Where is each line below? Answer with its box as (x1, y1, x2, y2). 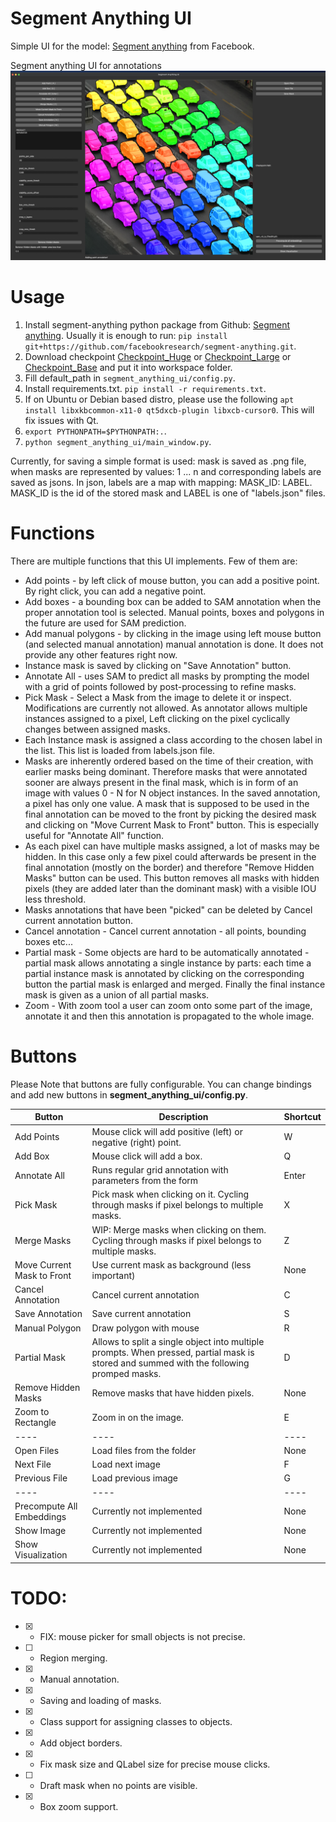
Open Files (14, 1444, 60, 1456)
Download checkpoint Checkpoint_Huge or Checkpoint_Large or (24, 351, 292, 363)
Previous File (14, 1472, 68, 1484)
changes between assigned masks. (24, 723, 171, 735)
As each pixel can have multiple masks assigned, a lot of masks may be (24, 840, 320, 852)
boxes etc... (24, 936, 73, 947)
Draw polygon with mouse (91, 1322, 200, 1334)
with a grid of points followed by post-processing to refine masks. (24, 681, 297, 692)
